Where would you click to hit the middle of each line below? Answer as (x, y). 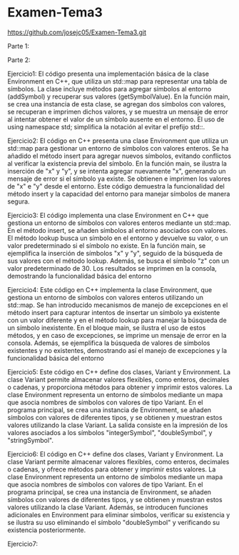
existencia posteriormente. (47, 530)
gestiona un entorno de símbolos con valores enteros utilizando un (105, 297)
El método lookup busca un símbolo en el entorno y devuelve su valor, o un (118, 238)
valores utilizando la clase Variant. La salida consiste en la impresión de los (118, 425)
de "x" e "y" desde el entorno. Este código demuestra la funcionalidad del (116, 186)
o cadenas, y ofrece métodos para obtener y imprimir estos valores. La (112, 469)
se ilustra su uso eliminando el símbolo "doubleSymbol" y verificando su (113, 522)
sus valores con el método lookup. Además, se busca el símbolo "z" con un (118, 261)
